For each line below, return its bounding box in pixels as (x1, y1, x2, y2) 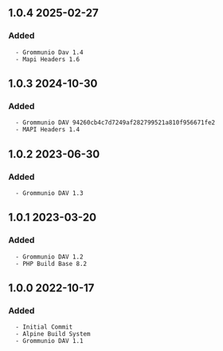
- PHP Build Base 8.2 (15, 259, 88, 267)
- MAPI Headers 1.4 (15, 126, 80, 134)
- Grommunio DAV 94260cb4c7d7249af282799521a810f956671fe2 (15, 119, 216, 127)
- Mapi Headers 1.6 (15, 55, 80, 63)
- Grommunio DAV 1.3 (15, 189, 84, 197)
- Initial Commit (15, 323, 73, 331)
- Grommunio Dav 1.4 (15, 48, 84, 57)
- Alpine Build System (15, 330, 91, 338)
